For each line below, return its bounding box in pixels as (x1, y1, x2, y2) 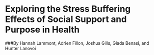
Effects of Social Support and (5, 14, 127, 25)
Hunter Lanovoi (5, 45, 36, 51)
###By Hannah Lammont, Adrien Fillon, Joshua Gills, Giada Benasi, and (5, 40, 150, 46)
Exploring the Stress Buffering (5, 3, 131, 15)
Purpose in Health (5, 24, 80, 35)
